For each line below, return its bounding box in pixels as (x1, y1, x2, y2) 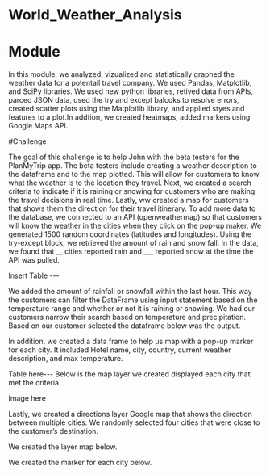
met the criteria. (8, 378, 61, 388)
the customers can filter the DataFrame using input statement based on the (8, 295, 258, 305)
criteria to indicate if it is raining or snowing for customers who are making (8, 187, 255, 196)
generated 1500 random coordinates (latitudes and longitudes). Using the (8, 229, 252, 239)
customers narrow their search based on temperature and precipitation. (8, 313, 247, 322)
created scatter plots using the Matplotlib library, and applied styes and (8, 103, 245, 114)
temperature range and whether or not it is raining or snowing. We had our (8, 304, 255, 313)
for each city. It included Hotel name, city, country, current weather (8, 345, 231, 355)
